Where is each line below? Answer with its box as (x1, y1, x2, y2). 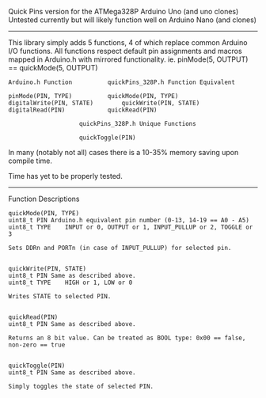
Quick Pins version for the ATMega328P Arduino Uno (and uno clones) (8, 7, 239, 16)
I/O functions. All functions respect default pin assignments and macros (8, 47, 243, 55)
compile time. (8, 156, 53, 165)
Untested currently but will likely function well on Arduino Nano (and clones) (8, 15, 257, 25)
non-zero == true (8, 341, 66, 349)
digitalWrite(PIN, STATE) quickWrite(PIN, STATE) (8, 99, 200, 107)
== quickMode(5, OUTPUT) (8, 63, 98, 72)
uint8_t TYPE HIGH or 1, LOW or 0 (8, 279, 133, 286)
